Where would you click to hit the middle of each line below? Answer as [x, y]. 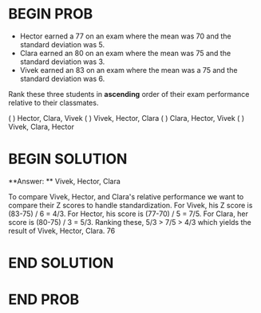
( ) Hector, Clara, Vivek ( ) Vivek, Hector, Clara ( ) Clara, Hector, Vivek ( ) [127, 118]
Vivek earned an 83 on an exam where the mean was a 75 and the [129, 70]
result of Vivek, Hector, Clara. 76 [62, 231]
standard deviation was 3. [62, 62]
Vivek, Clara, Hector [41, 126]
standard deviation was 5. [62, 44]
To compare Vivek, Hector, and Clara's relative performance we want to [126, 196]
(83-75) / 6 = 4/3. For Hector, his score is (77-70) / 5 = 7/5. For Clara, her [129, 214]
